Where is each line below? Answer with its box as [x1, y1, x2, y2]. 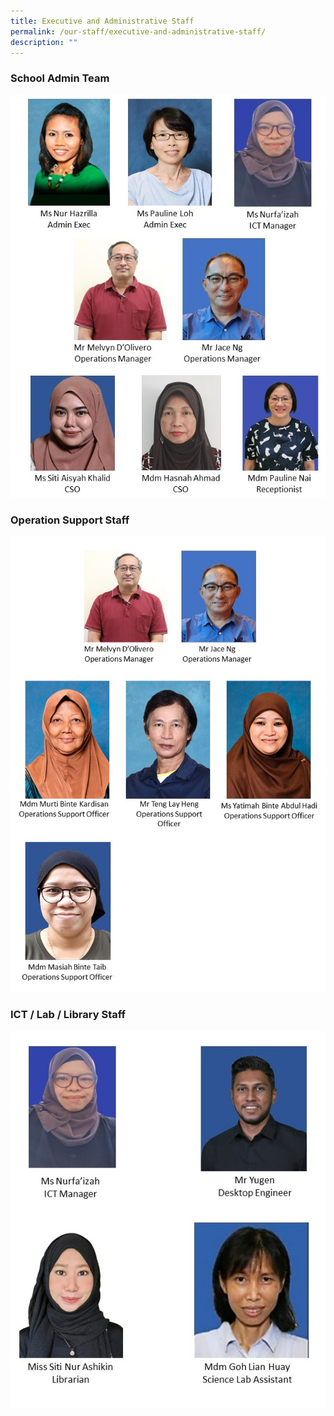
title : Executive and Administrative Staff [10, 16, 195, 26]
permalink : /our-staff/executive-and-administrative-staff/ [10, 26, 267, 37]
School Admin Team [10, 71, 110, 85]
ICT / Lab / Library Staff [10, 1008, 127, 1022]
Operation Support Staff [10, 513, 130, 527]
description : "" [10, 37, 78, 47]
